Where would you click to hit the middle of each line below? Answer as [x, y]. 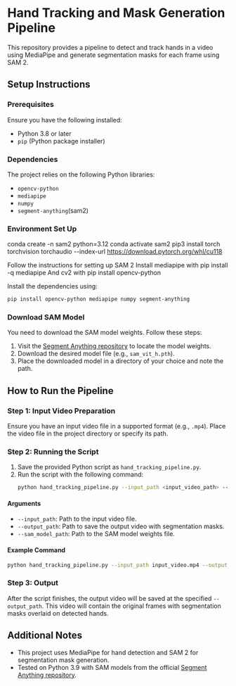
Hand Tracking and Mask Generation [116, 13]
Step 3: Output [33, 583]
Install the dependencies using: [53, 286]
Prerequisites [31, 105]
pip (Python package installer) [61, 141]
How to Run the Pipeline [60, 391]
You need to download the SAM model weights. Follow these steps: [105, 333]
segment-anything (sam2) [53, 210]
